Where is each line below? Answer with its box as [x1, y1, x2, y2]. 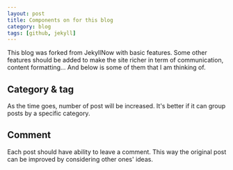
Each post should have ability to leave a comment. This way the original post [7, 147, 227, 156]
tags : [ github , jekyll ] [7, 29, 77, 37]
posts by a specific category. [7, 109, 90, 118]
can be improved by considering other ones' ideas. [7, 155, 153, 163]
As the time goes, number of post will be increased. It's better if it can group [7, 102, 226, 110]
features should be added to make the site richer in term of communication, [7, 56, 224, 65]
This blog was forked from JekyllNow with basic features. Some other [7, 49, 207, 57]
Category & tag [7, 83, 74, 95]
